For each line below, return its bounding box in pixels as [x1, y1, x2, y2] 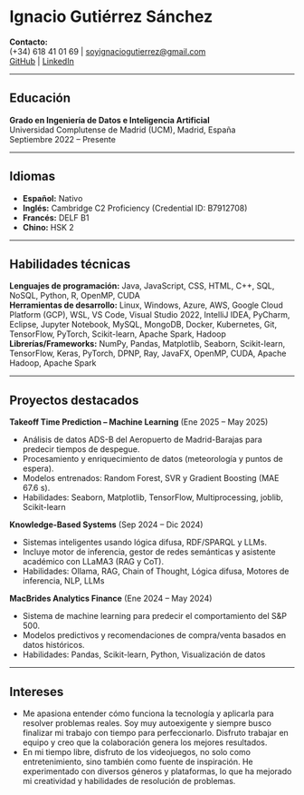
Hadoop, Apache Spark [9, 358, 97, 368]
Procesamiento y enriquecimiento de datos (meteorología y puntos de [22, 454, 283, 465]
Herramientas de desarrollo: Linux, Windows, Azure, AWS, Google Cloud [9, 299, 283, 310]
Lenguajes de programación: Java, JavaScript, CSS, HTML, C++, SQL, [9, 280, 275, 291]
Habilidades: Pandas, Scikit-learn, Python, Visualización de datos [22, 649, 266, 660]
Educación [9, 91, 71, 106]
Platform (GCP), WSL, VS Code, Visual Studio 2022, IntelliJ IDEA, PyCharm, [9, 309, 290, 320]
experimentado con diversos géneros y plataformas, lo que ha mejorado [22, 766, 292, 777]
